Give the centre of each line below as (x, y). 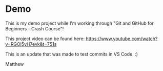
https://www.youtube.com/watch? (122, 39)
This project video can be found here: (45, 39)
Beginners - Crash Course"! (35, 28)
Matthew (15, 64)
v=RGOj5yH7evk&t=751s (31, 44)
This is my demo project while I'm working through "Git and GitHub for (79, 23)
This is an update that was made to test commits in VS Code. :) (72, 54)
